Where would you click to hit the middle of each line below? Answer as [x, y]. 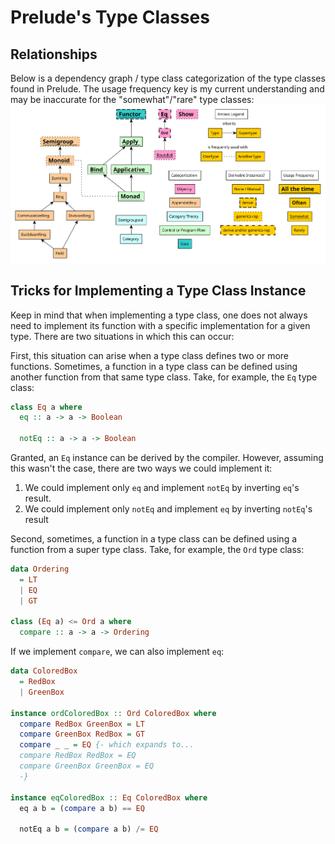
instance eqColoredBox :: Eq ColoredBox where [109, 797]
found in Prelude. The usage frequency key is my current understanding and [167, 89]
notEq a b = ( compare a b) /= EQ [89, 829]
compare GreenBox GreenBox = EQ [87, 766]
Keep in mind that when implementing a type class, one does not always [159, 315]
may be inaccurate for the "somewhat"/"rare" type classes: [132, 99]
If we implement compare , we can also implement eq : [117, 652]
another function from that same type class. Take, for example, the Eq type [164, 377]
